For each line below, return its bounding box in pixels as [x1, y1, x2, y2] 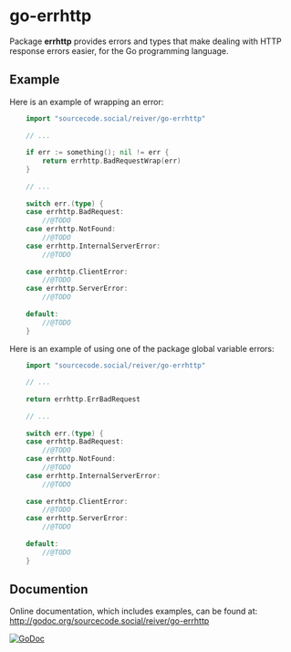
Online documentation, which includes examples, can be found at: [9, 605, 258, 617]
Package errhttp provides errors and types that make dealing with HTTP [9, 36, 283, 47]
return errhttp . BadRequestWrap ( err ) [42, 156, 182, 166]
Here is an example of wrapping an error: [9, 96, 164, 107]
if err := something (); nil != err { [26, 148, 170, 157]
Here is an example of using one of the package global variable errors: [9, 343, 275, 354]
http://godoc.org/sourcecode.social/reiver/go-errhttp [9, 615, 210, 626]
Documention [9, 582, 88, 597]
